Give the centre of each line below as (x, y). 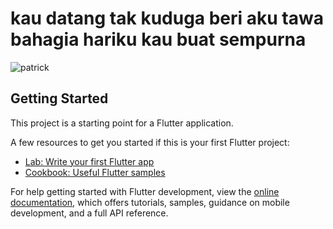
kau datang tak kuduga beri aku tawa (167, 18)
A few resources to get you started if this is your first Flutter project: (150, 142)
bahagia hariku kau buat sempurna (158, 39)
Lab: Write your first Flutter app (89, 161)
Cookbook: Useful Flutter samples (95, 172)
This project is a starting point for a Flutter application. (122, 123)
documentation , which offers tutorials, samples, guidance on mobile (150, 202)
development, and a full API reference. (89, 213)
